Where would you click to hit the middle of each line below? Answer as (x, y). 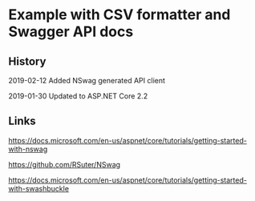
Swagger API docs (71, 32)
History (27, 61)
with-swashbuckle (39, 188)
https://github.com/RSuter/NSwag (65, 164)
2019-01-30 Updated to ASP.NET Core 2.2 (78, 96)
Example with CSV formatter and (119, 15)
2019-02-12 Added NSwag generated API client (87, 80)
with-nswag (28, 149)
